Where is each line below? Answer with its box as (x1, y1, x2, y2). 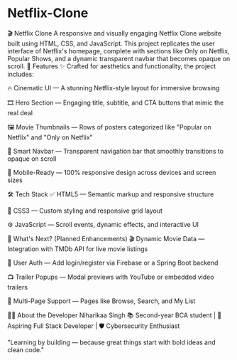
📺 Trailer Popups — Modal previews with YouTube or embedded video (7, 272, 214, 281)
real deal (7, 108, 33, 117)
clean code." (7, 345, 45, 354)
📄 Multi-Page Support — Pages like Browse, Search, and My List (7, 297, 196, 305)
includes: (7, 70, 34, 78)
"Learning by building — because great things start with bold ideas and (7, 338, 216, 346)
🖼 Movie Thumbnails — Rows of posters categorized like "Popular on (7, 122, 211, 131)
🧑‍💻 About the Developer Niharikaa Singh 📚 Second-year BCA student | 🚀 (7, 311, 222, 319)
